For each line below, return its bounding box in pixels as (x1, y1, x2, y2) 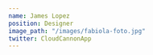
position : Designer (8, 19, 74, 27)
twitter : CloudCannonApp (8, 34, 92, 43)
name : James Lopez (8, 11, 70, 20)
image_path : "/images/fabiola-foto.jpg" (8, 27, 147, 35)
